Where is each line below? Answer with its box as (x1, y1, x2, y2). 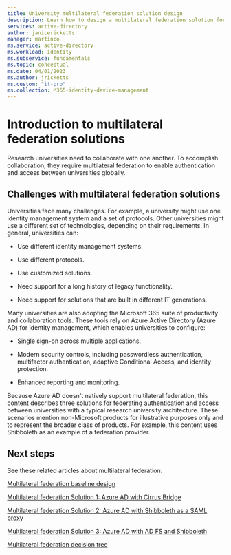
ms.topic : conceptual (7, 61, 69, 68)
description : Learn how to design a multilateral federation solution (7, 17, 214, 23)
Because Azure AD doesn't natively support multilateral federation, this (7, 391, 208, 399)
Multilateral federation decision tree (7, 540, 108, 548)
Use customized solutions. (16, 269, 93, 277)
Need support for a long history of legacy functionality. (16, 282, 173, 290)
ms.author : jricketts (7, 74, 69, 81)
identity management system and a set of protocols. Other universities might (7, 214, 224, 222)
